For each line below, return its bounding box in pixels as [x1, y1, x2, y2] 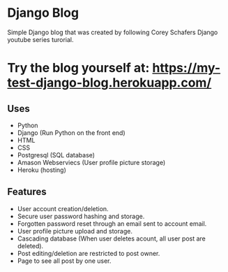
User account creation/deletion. [17, 204, 109, 213]
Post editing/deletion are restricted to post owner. [17, 249, 160, 257]
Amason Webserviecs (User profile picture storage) [17, 158, 166, 166]
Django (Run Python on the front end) [17, 128, 126, 137]
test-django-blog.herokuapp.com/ [7, 75, 212, 91]
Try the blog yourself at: [7, 60, 150, 76]
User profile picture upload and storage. [17, 227, 132, 235]
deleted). [17, 241, 44, 250]
